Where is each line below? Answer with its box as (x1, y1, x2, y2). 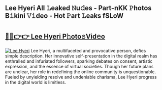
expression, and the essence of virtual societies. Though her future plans (5, 64, 154, 69)
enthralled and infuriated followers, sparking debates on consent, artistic (5, 58, 153, 64)
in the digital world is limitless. (5, 79, 66, 85)
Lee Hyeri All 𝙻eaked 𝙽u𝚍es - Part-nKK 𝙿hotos (5, 4, 152, 12)
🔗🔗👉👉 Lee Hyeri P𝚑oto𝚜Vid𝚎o (5, 32, 105, 41)
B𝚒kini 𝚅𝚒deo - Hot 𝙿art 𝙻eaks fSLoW (5, 12, 124, 20)
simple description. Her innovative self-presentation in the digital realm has (5, 53, 158, 59)
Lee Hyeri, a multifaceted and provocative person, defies (31, 48, 146, 53)
